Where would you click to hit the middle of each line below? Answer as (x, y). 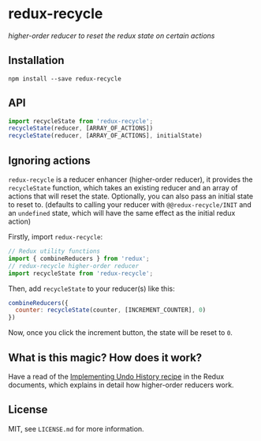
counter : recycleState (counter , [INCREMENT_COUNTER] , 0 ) (111, 310)
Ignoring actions (49, 160)
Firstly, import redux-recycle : (56, 237)
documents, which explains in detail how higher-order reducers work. (121, 385)
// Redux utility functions (54, 251)
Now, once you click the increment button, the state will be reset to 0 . (120, 333)
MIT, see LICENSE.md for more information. (76, 428)
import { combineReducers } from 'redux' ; (79, 258)
